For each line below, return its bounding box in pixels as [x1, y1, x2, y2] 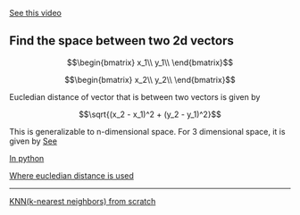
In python [9, 153, 45, 163]
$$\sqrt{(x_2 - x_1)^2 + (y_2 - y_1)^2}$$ [79, 109, 221, 120]
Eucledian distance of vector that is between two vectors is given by [9, 91, 261, 102]
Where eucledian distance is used [9, 170, 134, 181]
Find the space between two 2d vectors [9, 33, 235, 48]
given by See [9, 136, 58, 146]
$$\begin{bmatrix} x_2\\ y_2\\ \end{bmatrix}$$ [63, 74, 237, 85]
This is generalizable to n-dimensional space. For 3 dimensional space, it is [9, 126, 286, 136]
